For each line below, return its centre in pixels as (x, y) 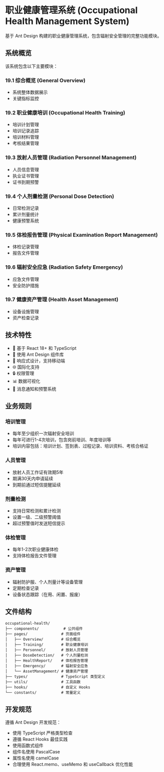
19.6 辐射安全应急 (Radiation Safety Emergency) (64, 267)
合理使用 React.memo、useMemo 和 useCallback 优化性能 (73, 764)
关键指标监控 (25, 99)
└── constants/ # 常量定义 (43, 693)
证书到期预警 (25, 182)
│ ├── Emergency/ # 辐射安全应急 (47, 666)
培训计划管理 (25, 125)
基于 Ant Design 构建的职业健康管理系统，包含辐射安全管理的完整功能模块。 (83, 36)
